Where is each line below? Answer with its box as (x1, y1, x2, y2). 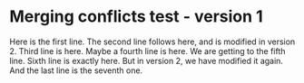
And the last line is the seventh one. (9, 65, 143, 76)
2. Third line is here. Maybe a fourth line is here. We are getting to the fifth (9, 45, 286, 56)
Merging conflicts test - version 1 (9, 6, 263, 27)
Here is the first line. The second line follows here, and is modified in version (9, 36, 296, 47)
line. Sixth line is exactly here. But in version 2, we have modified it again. (9, 55, 284, 66)
